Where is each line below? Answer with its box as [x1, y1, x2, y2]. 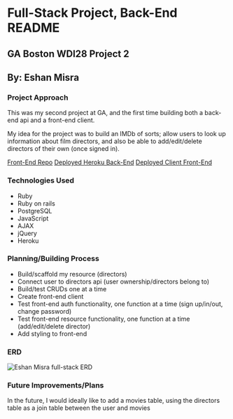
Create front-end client [17, 292, 84, 300]
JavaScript [17, 214, 49, 222]
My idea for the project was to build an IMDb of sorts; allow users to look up [7, 130, 226, 138]
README [7, 20, 60, 36]
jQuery [17, 229, 37, 237]
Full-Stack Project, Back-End [7, 5, 178, 21]
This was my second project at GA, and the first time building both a [7, 109, 204, 117]
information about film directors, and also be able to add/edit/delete [7, 137, 203, 145]
